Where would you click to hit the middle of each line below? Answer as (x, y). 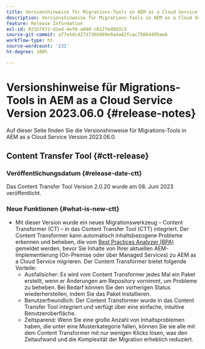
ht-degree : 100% (27, 52)
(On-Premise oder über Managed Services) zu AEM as (128, 255)
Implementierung (37, 255)
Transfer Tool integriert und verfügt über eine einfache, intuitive (104, 307)
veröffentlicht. (24, 193)
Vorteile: (26, 268)
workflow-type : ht (30, 40)
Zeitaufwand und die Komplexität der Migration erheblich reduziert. (109, 339)
